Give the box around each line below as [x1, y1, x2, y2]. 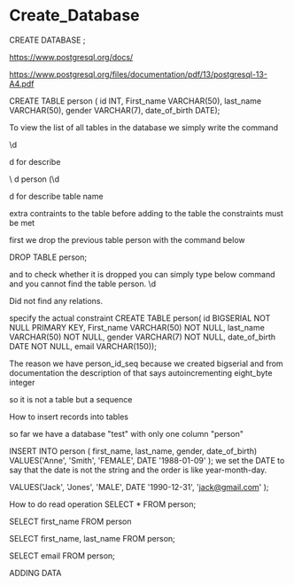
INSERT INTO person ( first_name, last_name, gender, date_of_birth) [9, 445, 258, 456]
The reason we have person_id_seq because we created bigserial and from [9, 358, 283, 369]
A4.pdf [9, 78, 35, 89]
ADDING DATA [9, 567, 62, 578]
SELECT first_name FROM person [9, 516, 132, 526]
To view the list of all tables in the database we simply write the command [9, 121, 279, 133]
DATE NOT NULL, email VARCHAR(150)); [9, 340, 158, 351]
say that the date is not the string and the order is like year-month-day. [9, 464, 267, 475]
